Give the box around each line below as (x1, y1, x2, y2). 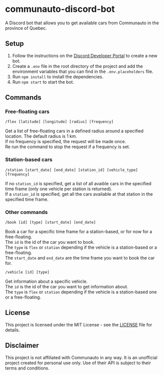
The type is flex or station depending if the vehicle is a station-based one (5, 289, 157, 295)
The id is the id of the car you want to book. (5, 239, 95, 245)
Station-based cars (5, 156, 53, 163)
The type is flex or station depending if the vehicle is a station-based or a (5, 244, 157, 251)
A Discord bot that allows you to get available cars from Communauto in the (5, 20, 159, 26)
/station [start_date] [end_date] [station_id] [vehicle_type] (5, 167, 138, 172)
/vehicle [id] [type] (5, 270, 50, 275)
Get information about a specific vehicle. (5, 278, 88, 284)
